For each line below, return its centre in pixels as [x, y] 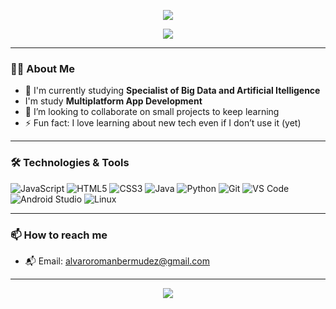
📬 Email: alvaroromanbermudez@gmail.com [117, 261]
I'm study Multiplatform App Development [113, 101]
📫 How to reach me [59, 235]
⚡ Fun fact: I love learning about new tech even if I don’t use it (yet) [163, 123]
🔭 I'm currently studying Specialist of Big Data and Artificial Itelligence [172, 91]
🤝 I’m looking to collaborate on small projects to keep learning [152, 112]
